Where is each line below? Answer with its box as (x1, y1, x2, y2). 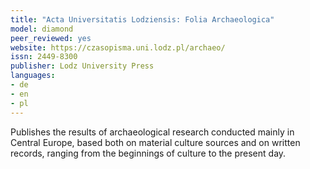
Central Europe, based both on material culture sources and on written (10, 136, 301, 148)
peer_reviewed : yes (10, 33, 92, 43)
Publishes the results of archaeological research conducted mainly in (10, 126, 295, 138)
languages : (10, 71, 56, 81)
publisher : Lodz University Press (10, 61, 155, 71)
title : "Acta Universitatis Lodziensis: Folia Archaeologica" (10, 14, 275, 25)
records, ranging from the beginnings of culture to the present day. (10, 147, 287, 159)
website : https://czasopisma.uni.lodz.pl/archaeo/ (10, 42, 226, 53)
